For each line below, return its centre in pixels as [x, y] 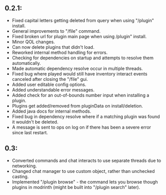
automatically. [26, 63]
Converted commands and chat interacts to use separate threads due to [87, 160]
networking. [24, 166]
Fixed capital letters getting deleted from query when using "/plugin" [83, 20]
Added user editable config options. [49, 84]
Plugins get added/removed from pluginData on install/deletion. [77, 106]
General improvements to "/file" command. [56, 31]
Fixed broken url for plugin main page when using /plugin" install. [79, 36]
